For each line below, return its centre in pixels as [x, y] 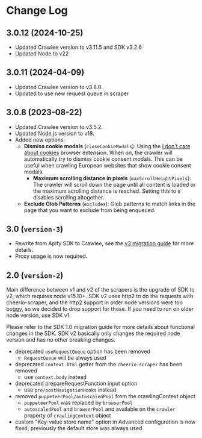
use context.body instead [55, 377]
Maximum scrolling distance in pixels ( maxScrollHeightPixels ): [112, 178]
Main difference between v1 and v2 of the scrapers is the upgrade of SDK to [100, 290]
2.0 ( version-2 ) [35, 275]
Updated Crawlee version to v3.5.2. [59, 127]
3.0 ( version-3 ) [35, 229]
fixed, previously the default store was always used [78, 428]
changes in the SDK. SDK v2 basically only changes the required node [93, 333]
